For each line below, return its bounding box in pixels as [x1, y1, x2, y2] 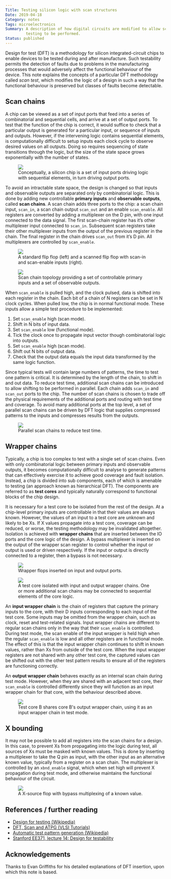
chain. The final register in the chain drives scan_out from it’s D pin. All [5, 233, 152, 239]
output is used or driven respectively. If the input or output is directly [5, 547, 149, 553]
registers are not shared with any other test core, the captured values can [5, 652, 160, 658]
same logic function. [12, 359, 56, 365]
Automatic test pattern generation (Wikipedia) [12, 830, 109, 836]
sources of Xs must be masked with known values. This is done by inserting [5, 748, 164, 754]
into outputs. [12, 337, 40, 344]
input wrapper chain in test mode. [18, 709, 89, 715]
